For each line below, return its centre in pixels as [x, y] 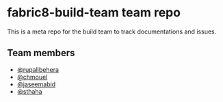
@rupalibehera [38, 69]
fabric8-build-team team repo [94, 13]
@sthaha [29, 91]
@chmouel [32, 77]
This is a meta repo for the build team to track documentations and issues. [112, 31]
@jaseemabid [36, 84]
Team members [41, 53]
